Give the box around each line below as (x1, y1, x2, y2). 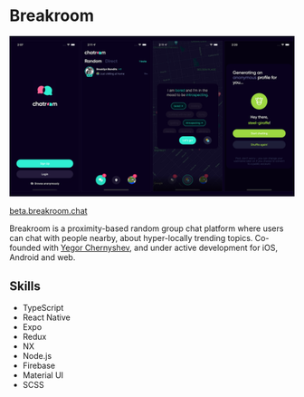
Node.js (22, 351, 52, 362)
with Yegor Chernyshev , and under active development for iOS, (42, 242, 279, 254)
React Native (22, 312, 71, 323)
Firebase (22, 360, 56, 372)
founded (9, 242, 42, 254)
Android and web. (9, 252, 76, 263)
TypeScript (22, 303, 64, 314)
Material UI (22, 370, 64, 381)
